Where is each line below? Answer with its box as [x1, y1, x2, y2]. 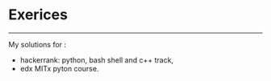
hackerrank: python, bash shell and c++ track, [19, 55, 174, 65]
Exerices [8, 6, 69, 24]
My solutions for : [8, 39, 67, 49]
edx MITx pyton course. [19, 63, 99, 73]
